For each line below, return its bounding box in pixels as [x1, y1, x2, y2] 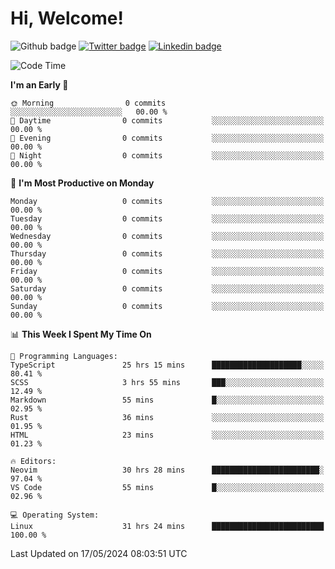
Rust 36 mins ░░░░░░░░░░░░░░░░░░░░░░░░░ [10, 412, 325, 422]
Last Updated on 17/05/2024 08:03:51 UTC [10, 547, 188, 559]
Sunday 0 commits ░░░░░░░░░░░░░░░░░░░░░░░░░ [10, 301, 325, 311]
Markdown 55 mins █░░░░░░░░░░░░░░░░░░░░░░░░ [10, 395, 325, 405]
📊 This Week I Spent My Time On [10, 328, 152, 340]
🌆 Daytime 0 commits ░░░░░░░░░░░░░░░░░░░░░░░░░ [10, 115, 325, 126]
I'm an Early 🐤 [10, 78, 69, 91]
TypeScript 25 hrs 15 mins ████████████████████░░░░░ [10, 360, 325, 370]
